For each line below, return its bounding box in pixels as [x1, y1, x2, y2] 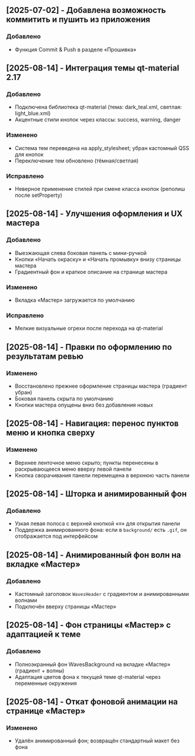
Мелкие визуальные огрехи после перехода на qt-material [14, 325, 163, 332]
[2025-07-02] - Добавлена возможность [6, 5, 166, 15]
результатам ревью [6, 351, 84, 361]
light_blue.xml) [14, 110, 51, 117]
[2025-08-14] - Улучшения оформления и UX [6, 209, 183, 219]
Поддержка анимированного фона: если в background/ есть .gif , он [14, 527, 187, 534]
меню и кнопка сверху [6, 428, 95, 438]
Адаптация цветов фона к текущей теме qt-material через [14, 673, 161, 680]
